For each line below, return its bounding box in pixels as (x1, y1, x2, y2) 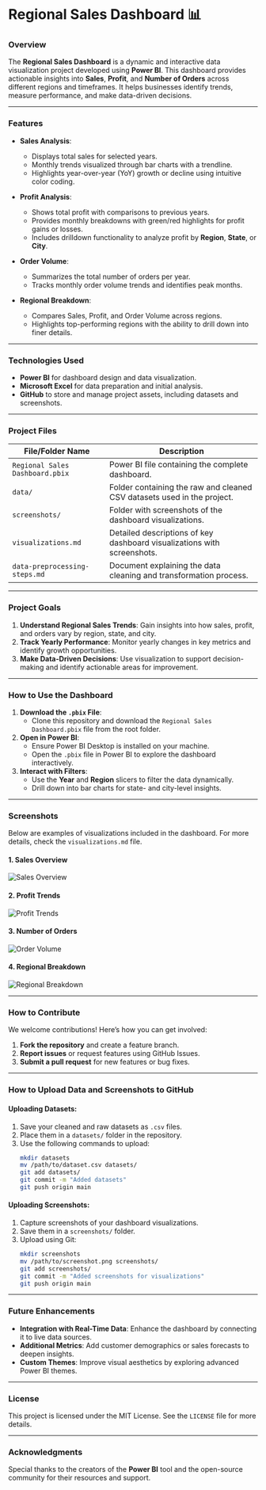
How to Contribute (8, 1007, 81, 1018)
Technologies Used (8, 355, 85, 366)
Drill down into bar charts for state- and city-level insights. (31, 783, 222, 792)
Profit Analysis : (19, 192, 72, 201)
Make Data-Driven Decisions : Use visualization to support (19, 654, 211, 663)
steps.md (12, 570, 45, 579)
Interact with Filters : (19, 766, 88, 775)
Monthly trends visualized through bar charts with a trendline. (31, 159, 233, 170)
